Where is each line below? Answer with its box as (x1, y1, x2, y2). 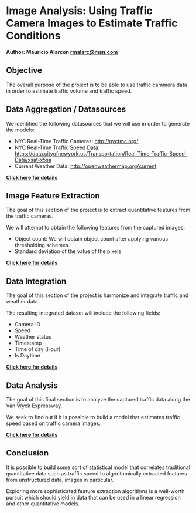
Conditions (6, 29, 61, 42)
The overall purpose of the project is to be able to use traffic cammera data (6, 81, 187, 88)
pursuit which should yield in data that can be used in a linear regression (6, 494, 181, 501)
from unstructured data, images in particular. (6, 476, 114, 483)
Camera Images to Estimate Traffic (6, 16, 178, 30)
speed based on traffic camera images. (6, 420, 101, 427)
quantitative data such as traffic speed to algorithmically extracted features (6, 470, 187, 477)
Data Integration (6, 276, 67, 286)
